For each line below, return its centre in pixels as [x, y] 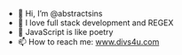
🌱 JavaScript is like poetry [65, 32]
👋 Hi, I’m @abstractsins [60, 14]
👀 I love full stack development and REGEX [95, 23]
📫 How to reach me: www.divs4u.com [88, 42]
